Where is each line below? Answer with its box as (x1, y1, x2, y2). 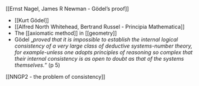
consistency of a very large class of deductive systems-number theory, (14, 42, 193, 49)
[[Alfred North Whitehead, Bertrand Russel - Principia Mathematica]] (14, 23, 185, 30)
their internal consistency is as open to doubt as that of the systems (14, 55, 185, 62)
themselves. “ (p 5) (14, 61, 61, 69)
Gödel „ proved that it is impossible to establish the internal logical (14, 36, 178, 43)
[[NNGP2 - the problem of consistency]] (5, 73, 106, 80)
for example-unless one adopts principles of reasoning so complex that (14, 49, 193, 56)
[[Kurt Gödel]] (14, 17, 49, 23)
